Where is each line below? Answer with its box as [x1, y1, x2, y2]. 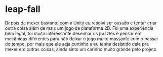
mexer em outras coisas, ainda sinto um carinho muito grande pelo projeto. [5, 46, 158, 52]
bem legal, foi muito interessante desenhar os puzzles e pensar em [5, 30, 142, 36]
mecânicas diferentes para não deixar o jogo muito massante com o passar [5, 36, 159, 42]
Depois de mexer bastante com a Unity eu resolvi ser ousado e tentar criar [5, 20, 157, 26]
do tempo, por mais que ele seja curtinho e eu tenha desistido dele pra [5, 41, 149, 47]
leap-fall [5, 3, 41, 15]
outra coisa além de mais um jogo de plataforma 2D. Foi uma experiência [5, 25, 154, 31]
